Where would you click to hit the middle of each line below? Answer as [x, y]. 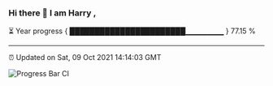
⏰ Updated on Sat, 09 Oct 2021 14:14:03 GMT [85, 58]
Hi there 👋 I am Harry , [52, 13]
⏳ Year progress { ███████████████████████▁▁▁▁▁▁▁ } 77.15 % [132, 31]
